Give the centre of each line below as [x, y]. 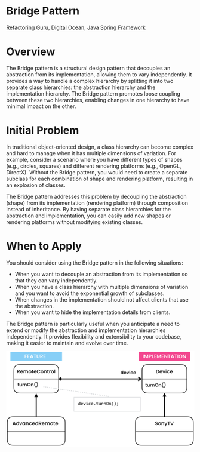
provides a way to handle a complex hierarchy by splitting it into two [90, 81]
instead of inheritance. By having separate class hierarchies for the [89, 209]
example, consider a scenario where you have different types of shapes [95, 159]
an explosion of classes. [36, 185]
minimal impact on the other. [41, 106]
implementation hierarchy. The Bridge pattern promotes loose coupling [93, 93]
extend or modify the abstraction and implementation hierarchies [86, 330]
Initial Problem [43, 130]
